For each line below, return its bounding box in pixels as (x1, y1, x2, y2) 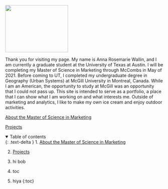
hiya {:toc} (12, 178, 34, 184)
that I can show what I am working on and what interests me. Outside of (5, 94, 154, 100)
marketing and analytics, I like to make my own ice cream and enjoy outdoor (5, 99, 162, 105)
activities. (5, 105, 25, 110)
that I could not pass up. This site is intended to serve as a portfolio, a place (5, 88, 161, 94)
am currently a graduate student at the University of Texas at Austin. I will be (5, 62, 163, 67)
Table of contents (10, 134, 46, 140)
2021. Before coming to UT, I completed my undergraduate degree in (5, 72, 147, 78)
